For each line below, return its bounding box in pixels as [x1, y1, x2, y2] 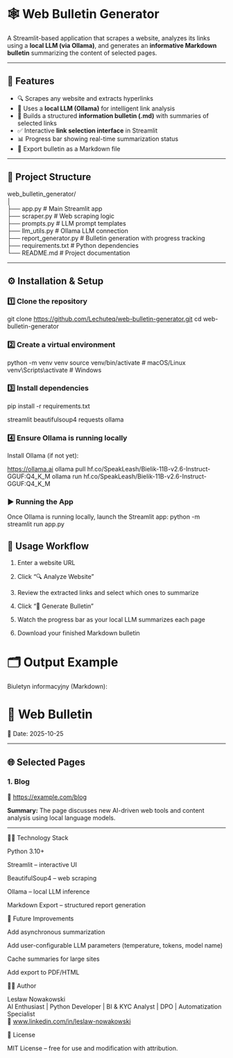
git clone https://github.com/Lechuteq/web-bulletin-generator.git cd [7, 314, 202, 324]
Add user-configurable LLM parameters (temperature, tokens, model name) [7, 941, 223, 949]
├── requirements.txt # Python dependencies [7, 241, 139, 249]
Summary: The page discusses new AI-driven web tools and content [7, 806, 205, 814]
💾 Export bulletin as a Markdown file [17, 144, 121, 153]
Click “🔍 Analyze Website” [17, 573, 94, 581]
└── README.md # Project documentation [7, 249, 130, 257]
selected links [17, 119, 58, 127]
